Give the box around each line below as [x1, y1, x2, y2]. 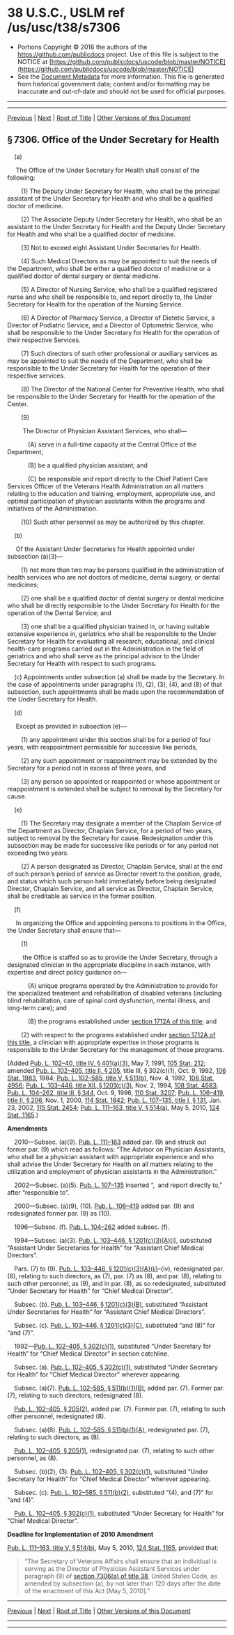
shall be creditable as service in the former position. [7, 892, 157, 900]
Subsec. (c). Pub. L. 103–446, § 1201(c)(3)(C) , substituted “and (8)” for [13, 1321, 216, 1329]
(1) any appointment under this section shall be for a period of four [20, 735, 211, 743]
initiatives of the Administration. [7, 504, 98, 513]
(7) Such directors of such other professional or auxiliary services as [20, 349, 218, 357]
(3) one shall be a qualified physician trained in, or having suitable [20, 622, 210, 630]
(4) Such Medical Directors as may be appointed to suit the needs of [20, 256, 217, 265]
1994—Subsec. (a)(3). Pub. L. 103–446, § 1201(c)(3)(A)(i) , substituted [13, 1236, 212, 1244]
